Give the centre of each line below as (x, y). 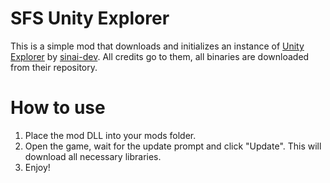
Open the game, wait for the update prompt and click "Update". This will (173, 146)
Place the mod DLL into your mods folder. (110, 135)
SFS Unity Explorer (90, 18)
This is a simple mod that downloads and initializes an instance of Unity (157, 46)
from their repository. (54, 67)
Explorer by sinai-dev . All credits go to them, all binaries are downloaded (160, 56)
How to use (58, 108)
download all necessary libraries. (93, 156)
